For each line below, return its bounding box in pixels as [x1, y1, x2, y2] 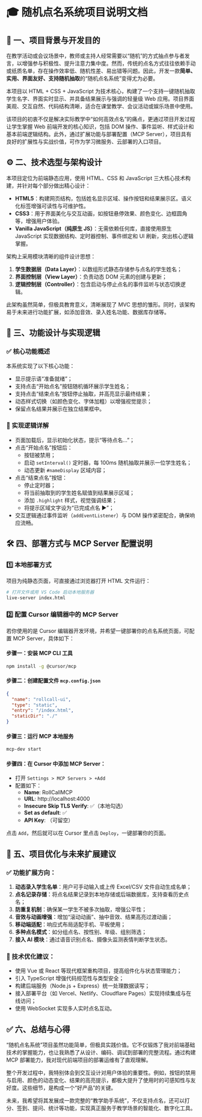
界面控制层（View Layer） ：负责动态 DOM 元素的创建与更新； [14, 273, 167, 280]
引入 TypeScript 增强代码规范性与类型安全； [14, 975, 124, 982]
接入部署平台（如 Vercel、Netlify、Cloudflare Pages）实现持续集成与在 [14, 990, 191, 997]
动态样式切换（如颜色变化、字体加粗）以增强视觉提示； [14, 397, 152, 405]
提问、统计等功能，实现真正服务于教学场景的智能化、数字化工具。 [32, 1104, 196, 1112]
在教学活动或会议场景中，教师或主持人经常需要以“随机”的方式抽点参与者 [6, 52, 185, 59]
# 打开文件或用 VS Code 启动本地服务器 [6, 590, 94, 596]
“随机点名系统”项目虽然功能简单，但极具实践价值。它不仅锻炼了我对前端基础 [6, 1041, 195, 1048]
